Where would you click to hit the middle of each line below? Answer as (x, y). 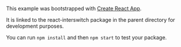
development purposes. (35, 26)
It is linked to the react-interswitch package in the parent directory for (91, 20)
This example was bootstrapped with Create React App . (74, 9)
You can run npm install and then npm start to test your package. (86, 37)
